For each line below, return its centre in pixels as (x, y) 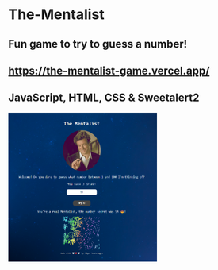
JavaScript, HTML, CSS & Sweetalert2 (104, 98)
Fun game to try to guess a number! (98, 44)
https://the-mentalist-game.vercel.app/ (109, 70)
